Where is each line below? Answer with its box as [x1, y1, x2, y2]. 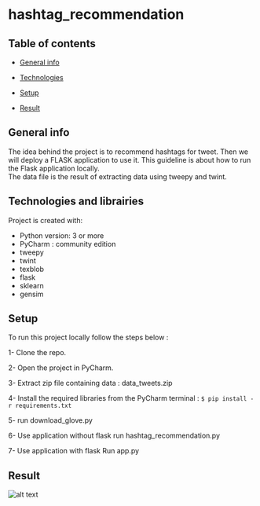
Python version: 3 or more [19, 230, 104, 240]
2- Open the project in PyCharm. [8, 363, 114, 372]
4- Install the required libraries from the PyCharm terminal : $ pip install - [8, 394, 255, 403]
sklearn [19, 280, 45, 290]
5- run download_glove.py [8, 416, 93, 425]
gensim [19, 289, 44, 299]
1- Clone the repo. [8, 348, 67, 357]
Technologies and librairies [8, 195, 144, 208]
